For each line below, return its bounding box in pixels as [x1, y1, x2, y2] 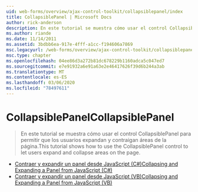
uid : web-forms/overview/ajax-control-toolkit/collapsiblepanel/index [6, 8, 183, 15]
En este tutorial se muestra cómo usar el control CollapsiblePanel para [20, 130, 192, 137]
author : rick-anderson [6, 19, 62, 25]
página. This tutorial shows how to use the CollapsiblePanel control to [20, 143, 189, 150]
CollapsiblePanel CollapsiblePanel [6, 111, 174, 124]
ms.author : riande [6, 31, 51, 37]
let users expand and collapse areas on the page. [20, 148, 141, 156]
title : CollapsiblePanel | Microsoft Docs [6, 14, 112, 20]
